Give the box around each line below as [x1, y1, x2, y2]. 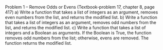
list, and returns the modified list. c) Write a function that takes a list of [5, 25, 146, 31]
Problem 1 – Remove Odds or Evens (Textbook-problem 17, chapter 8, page [5, 4, 155, 10]
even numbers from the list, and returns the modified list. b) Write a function [5, 15, 158, 20]
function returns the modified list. [5, 40, 72, 46]
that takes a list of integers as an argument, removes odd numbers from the [5, 19, 157, 25]
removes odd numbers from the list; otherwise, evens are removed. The [5, 35, 149, 41]
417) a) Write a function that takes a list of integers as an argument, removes [5, 9, 158, 15]
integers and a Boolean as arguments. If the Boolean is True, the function [5, 30, 152, 35]
